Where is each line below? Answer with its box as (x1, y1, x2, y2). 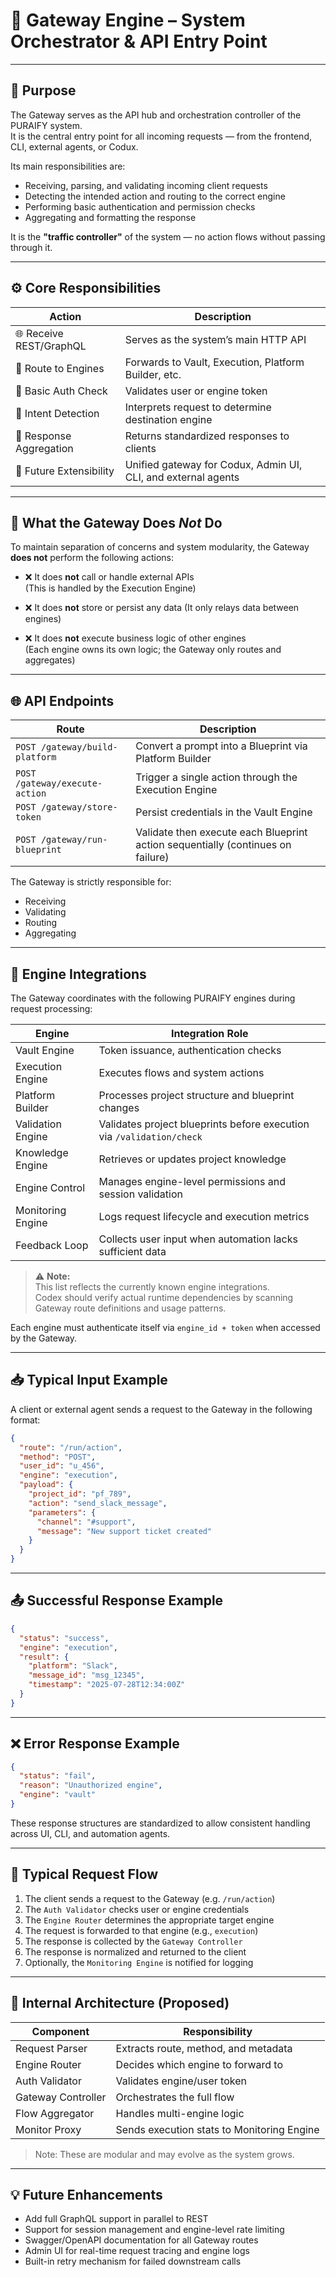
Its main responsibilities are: (10, 160, 126, 172)
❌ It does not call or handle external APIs (24, 571, 195, 583)
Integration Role (170, 1027, 249, 1040)
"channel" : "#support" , (36, 1517, 137, 1527)
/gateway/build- (40, 742, 118, 753)
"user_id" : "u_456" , (19, 1461, 105, 1471)
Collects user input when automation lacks (98, 1232, 298, 1246)
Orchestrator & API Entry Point (10, 30, 268, 53)
